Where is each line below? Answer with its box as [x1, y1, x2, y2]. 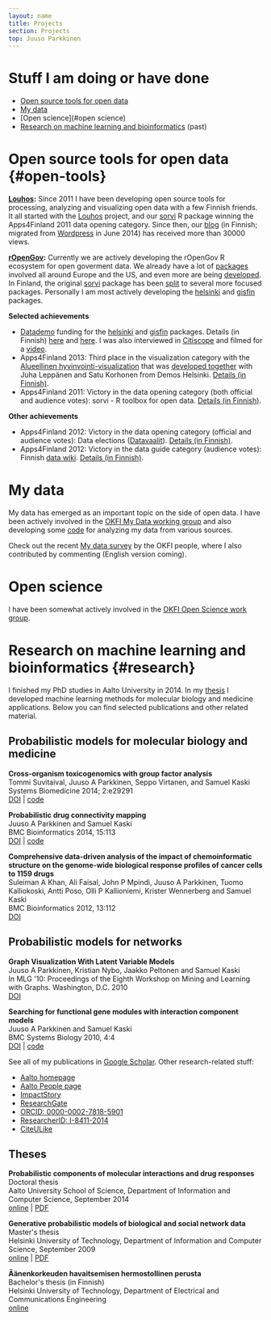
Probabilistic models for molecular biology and [8, 734, 248, 748]
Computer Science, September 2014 [8, 1195, 130, 1204]
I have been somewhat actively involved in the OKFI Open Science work [8, 604, 248, 614]
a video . [19, 345, 48, 354]
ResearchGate [19, 1098, 68, 1108]
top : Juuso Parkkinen [8, 34, 81, 43]
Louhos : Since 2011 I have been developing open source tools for [8, 194, 226, 204]
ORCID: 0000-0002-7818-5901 [19, 1106, 123, 1116]
